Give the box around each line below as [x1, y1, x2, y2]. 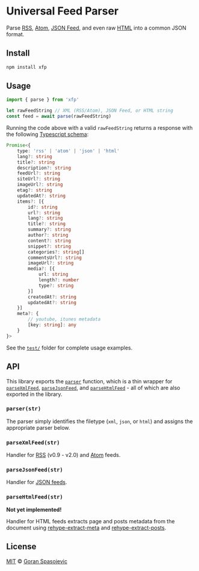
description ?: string [17, 165, 71, 171]
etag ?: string [17, 187, 52, 194]
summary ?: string [28, 226, 71, 233]
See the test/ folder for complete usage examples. [6, 344, 133, 351]
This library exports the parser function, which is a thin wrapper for [6, 377, 173, 384]
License [6, 541, 37, 552]
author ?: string [28, 232, 69, 238]
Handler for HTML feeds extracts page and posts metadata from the [6, 517, 176, 525]
